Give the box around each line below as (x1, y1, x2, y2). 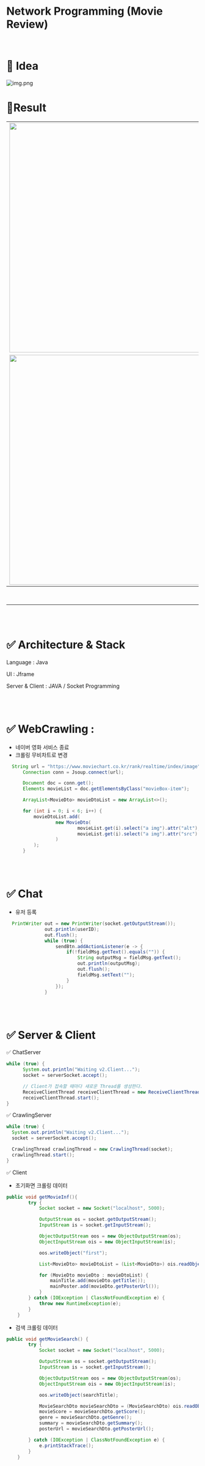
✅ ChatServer (6, 1049, 41, 1056)
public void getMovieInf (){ (6, 1194, 78, 1200)
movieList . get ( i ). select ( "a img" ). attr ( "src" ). (77, 830, 201, 837)
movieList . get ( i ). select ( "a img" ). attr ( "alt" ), (77, 825, 201, 831)
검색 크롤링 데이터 (15, 1324, 58, 1331)
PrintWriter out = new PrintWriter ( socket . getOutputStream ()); (12, 921, 176, 927)
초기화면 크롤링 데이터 (15, 1182, 68, 1189)
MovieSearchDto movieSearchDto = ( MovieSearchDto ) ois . (38, 1403, 184, 1409)
